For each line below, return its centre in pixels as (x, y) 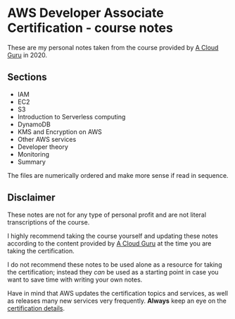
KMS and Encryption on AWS (59, 131)
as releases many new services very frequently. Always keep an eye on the (117, 301)
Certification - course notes (90, 28)
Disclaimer (31, 198)
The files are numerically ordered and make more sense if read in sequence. (118, 175)
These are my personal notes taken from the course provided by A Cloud (113, 47)
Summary (31, 162)
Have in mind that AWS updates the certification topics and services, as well (118, 293)
